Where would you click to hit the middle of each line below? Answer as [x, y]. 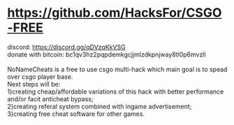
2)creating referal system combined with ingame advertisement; [100, 106]
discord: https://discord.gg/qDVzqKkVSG [66, 47]
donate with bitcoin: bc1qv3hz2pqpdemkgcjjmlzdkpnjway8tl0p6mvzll [107, 54]
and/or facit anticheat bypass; [50, 98]
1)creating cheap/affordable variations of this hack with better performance [116, 91]
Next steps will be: [34, 84]
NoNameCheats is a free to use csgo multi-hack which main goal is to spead [117, 69]
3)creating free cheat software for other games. [76, 114]
